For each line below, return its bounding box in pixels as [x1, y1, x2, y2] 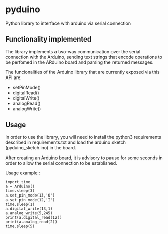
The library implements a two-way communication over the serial [5, 48, 141, 54]
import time [5, 179, 30, 184]
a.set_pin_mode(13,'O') [5, 192, 55, 198]
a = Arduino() [5, 184, 35, 189]
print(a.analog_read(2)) [5, 219, 58, 224]
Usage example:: [5, 170, 40, 176]
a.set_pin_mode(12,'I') [5, 197, 55, 202]
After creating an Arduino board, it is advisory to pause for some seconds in [5, 154, 163, 161]
